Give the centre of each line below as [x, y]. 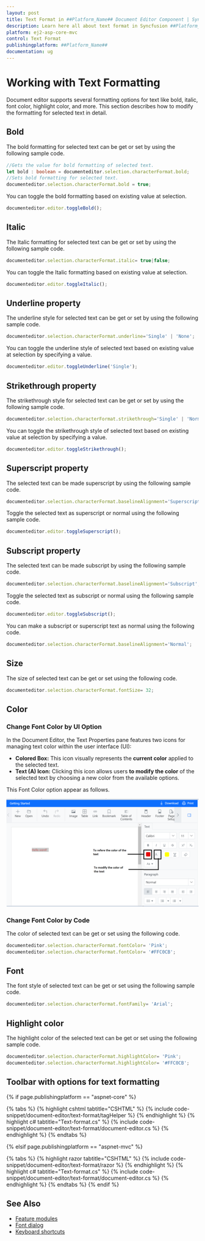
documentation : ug [30, 52]
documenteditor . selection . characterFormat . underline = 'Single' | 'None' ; [101, 337]
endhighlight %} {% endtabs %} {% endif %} [63, 1184]
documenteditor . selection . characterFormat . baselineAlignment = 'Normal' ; [99, 644]
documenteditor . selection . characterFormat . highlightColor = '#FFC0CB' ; [98, 1063]
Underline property [44, 303]
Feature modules [36, 1218]
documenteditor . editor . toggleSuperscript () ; [64, 532]
